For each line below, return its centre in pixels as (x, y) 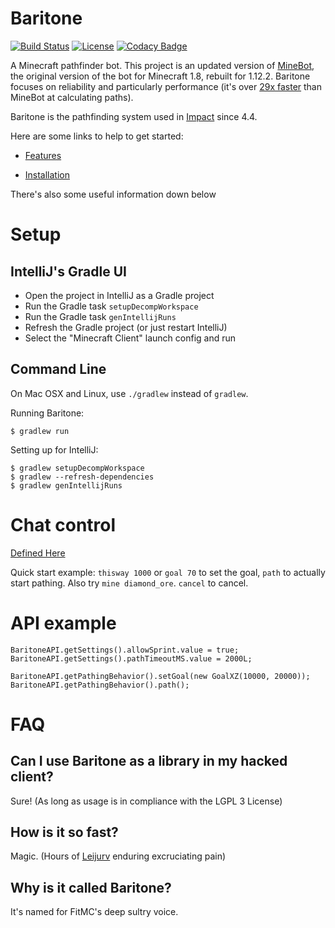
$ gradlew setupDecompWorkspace (77, 468)
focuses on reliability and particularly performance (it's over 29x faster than (166, 86)
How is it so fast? (64, 832)
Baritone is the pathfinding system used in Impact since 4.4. (134, 116)
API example (63, 623)
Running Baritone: (47, 413)
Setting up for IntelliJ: (54, 449)
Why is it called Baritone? (91, 887)
